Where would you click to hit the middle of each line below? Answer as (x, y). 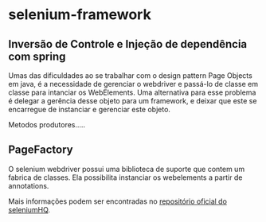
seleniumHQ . (29, 209)
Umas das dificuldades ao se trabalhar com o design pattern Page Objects (130, 76)
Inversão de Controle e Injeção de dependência (128, 44)
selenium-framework (80, 15)
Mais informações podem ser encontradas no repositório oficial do (117, 201)
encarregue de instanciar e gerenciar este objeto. (90, 109)
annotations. (29, 185)
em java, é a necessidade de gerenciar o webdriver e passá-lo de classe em (133, 84)
